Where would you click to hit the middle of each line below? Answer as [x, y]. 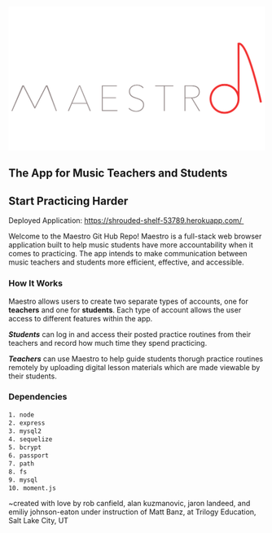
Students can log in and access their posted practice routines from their [129, 334]
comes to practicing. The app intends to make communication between [128, 254]
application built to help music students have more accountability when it [131, 245]
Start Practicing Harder [68, 201]
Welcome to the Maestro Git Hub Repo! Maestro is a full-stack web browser [135, 236]
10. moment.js [33, 488]
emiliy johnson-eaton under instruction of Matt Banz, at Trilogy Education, [132, 512]
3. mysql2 [25, 431]
